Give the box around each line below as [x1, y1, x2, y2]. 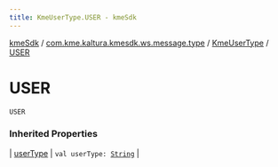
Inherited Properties [9, 128, 98, 140]
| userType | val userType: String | [9, 147, 139, 158]
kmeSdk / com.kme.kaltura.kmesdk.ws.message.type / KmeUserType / [9, 37, 269, 48]
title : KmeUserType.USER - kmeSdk [9, 12, 138, 22]
